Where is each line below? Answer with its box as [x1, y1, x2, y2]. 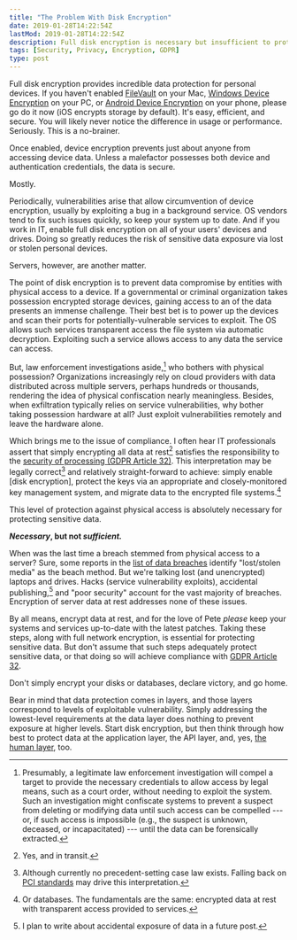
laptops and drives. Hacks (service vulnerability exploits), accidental [9, 576, 258, 587]
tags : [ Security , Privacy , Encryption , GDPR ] [9, 46, 179, 55]
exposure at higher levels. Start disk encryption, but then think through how [9, 723, 285, 734]
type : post [9, 54, 49, 63]
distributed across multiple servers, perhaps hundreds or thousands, [9, 380, 259, 391]
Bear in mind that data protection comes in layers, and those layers [9, 695, 253, 705]
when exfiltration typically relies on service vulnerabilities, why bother [9, 400, 264, 410]
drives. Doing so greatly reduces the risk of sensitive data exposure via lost [9, 234, 284, 244]
